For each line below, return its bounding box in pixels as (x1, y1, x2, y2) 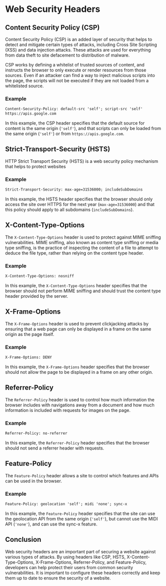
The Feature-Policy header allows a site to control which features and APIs (5, 472, 159, 478)
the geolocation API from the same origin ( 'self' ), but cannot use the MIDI (5, 516, 158, 521)
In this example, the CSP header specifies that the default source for (5, 120, 145, 126)
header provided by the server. (5, 293, 68, 299)
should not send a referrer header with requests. (5, 445, 105, 451)
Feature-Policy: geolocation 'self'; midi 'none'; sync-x (5, 502, 127, 507)
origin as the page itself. (5, 331, 55, 337)
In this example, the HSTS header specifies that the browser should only (5, 196, 153, 202)
